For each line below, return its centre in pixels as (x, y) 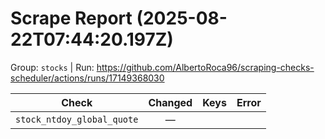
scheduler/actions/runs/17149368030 (87, 78)
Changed (170, 102)
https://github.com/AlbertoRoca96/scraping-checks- (205, 67)
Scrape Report (71, 18)
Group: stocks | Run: (52, 67)
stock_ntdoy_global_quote (77, 119)
